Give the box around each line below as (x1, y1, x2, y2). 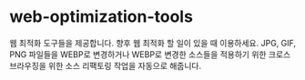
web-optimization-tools (9, 6, 194, 27)
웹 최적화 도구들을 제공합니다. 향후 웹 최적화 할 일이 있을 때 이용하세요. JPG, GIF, (9, 37, 297, 48)
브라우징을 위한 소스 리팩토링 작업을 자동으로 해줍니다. (9, 60, 202, 71)
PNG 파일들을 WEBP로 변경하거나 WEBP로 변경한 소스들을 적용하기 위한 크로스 (9, 48, 291, 60)
